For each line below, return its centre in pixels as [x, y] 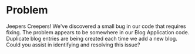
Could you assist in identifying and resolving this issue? [73, 45]
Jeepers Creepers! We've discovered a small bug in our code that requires [96, 26]
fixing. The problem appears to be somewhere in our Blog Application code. [98, 32]
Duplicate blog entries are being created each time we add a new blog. [92, 38]
